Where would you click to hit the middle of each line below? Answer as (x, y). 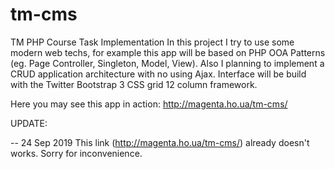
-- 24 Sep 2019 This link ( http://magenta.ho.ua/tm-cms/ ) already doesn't (160, 142)
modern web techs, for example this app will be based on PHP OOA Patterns (168, 52)
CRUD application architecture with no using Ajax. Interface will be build (158, 74)
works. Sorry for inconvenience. (76, 153)
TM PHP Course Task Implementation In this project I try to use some (152, 42)
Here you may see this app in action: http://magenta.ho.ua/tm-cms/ (149, 104)
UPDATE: (29, 123)
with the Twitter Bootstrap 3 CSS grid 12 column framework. (134, 84)
